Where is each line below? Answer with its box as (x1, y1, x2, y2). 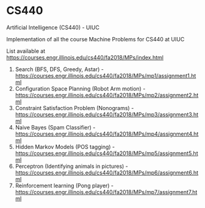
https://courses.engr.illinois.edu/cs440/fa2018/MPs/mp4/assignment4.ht (15, 130, 199, 137)
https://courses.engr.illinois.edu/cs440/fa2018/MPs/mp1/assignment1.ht (15, 72, 196, 79)
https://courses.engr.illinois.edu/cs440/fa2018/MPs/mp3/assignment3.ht (15, 111, 199, 118)
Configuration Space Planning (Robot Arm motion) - (15, 85, 146, 92)
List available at (6, 47, 46, 55)
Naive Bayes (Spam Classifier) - (15, 123, 96, 131)
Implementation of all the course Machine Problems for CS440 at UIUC (6, 35, 185, 43)
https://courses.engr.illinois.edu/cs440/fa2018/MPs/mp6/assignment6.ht (15, 168, 199, 176)
